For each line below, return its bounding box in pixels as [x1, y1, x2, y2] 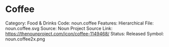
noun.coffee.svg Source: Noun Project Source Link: [5, 25, 113, 31]
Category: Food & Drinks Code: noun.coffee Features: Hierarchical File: [5, 20, 154, 26]
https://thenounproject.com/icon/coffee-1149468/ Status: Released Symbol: [5, 30, 164, 36]
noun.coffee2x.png [5, 36, 46, 42]
